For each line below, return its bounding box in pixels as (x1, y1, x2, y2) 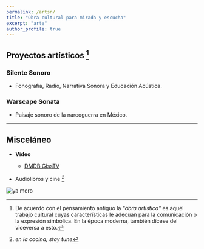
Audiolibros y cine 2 (15, 174, 65, 182)
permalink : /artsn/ (6, 9, 56, 15)
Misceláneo (6, 134, 52, 145)
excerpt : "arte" (6, 20, 47, 26)
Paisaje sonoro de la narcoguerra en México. (15, 111, 127, 118)
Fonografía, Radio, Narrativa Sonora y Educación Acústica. (15, 82, 162, 89)
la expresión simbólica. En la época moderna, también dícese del (15, 217, 178, 225)
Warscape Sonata (6, 97, 60, 106)
